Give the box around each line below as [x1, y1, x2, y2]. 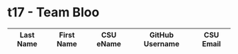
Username [144, 38, 180, 48]
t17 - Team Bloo [7, 4, 100, 21]
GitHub [149, 30, 174, 40]
